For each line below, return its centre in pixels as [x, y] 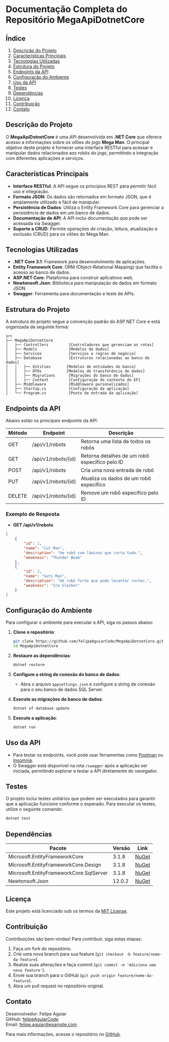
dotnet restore [29, 665]
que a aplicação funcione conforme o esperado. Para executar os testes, [81, 804]
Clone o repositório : [34, 632]
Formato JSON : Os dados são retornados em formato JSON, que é [82, 197]
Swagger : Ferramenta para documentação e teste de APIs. [74, 294]
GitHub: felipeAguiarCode [32, 1019]
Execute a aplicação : [35, 718]
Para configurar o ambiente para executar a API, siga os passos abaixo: [79, 622]
